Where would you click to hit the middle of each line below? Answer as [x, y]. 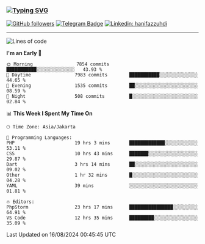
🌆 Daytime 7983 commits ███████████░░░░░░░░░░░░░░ [102, 75]
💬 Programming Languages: [39, 138]
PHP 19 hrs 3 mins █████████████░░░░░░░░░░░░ [102, 143]
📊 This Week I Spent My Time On [49, 114]
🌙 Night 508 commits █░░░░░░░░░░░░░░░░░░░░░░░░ [102, 97]
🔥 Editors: [20, 202]
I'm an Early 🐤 [24, 53]
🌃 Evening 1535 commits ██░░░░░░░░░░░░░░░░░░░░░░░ [102, 86]
